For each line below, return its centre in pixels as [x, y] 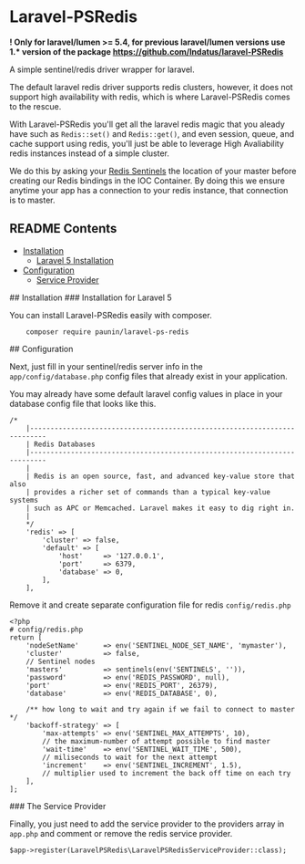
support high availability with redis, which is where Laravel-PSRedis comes [150, 97]
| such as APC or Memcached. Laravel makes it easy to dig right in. [161, 508]
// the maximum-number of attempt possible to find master [157, 741]
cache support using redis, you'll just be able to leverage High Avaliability [147, 143]
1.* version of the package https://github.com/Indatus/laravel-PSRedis [147, 51]
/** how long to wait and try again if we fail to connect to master [161, 709]
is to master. [33, 200]
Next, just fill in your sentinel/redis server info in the [106, 366]
